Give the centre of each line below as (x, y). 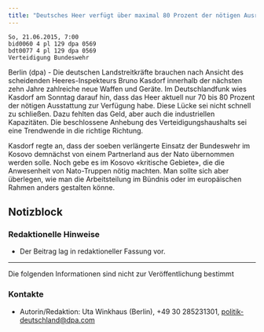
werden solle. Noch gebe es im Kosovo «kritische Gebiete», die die (117, 162)
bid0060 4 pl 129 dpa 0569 (52, 44)
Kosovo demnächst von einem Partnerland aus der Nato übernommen (121, 154)
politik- (233, 312)
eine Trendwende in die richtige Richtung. (76, 130)
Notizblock (35, 212)
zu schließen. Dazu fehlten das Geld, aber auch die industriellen (112, 114)
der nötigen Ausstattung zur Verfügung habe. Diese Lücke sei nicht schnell (130, 105)
